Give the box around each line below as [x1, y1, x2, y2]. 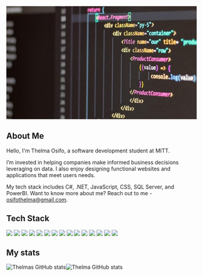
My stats [6, 248, 40, 258]
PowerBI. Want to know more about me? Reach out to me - [6, 189, 152, 196]
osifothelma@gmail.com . [6, 196, 68, 203]
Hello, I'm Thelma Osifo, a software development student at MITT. [6, 147, 170, 154]
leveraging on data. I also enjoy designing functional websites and [6, 165, 171, 172]
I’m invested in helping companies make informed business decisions [6, 158, 179, 166]
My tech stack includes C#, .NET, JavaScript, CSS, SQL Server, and [6, 183, 175, 190]
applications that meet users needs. [6, 171, 95, 178]
